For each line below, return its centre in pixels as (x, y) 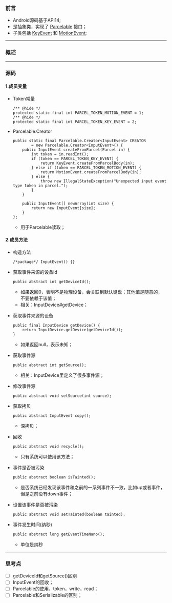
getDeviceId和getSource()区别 (45, 576)
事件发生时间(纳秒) (33, 525)
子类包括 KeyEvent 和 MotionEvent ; (50, 33)
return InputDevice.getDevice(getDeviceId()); (73, 330)
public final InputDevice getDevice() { (56, 325)
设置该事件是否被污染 (35, 505)
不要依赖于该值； (38, 298)
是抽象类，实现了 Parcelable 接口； (50, 27)
